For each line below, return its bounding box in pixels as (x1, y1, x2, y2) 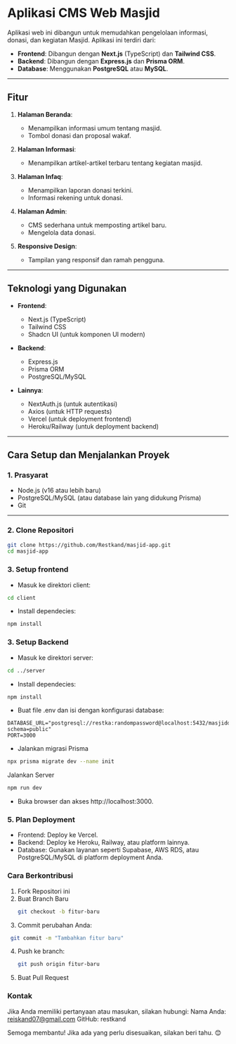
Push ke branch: (17, 947, 65, 956)
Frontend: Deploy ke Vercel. (17, 830, 98, 840)
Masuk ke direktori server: (17, 653, 93, 662)
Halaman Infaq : (17, 172, 63, 180)
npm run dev (7, 785, 42, 792)
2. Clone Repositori (7, 525, 74, 535)
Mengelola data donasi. (27, 228, 96, 237)
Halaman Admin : (17, 207, 67, 216)
